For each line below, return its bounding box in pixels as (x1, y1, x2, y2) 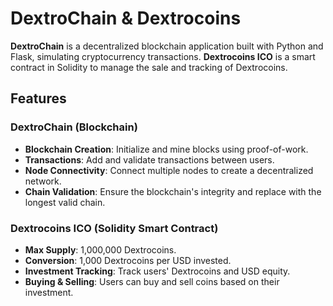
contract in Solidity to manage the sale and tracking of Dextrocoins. (10, 61, 288, 73)
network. (24, 175, 62, 187)
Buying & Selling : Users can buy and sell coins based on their (24, 275, 280, 287)
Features (10, 90, 67, 107)
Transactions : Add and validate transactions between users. (24, 153, 275, 166)
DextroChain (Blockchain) (10, 120, 138, 134)
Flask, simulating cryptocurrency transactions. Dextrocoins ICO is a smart (10, 50, 316, 62)
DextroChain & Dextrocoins (10, 7, 242, 30)
